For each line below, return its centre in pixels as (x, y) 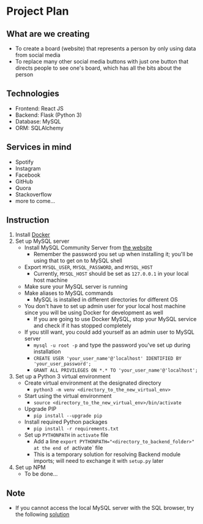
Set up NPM (30, 467)
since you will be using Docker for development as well (94, 312)
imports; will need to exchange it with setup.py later (98, 461)
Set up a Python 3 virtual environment (63, 377)
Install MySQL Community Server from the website (88, 248)
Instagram (28, 168)
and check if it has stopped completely (82, 326)
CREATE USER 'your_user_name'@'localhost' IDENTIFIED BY (107, 359)
